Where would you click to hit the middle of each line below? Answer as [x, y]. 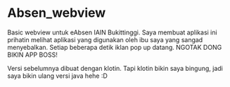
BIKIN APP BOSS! [32, 55]
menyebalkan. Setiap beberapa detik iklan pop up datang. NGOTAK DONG [115, 47]
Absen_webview [57, 13]
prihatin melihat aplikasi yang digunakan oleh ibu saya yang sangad [105, 39]
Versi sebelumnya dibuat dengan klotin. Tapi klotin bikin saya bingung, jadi [115, 68]
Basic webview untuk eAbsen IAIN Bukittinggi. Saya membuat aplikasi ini [112, 32]
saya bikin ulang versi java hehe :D [57, 76]
